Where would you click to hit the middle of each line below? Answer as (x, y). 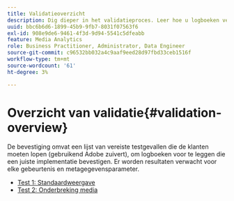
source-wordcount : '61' (42, 66)
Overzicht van (49, 113)
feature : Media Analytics (45, 40)
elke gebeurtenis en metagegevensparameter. (73, 169)
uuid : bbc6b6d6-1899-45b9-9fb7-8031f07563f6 (73, 27)
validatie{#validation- (157, 113)
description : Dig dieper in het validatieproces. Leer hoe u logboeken (113, 20)
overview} (38, 127)
